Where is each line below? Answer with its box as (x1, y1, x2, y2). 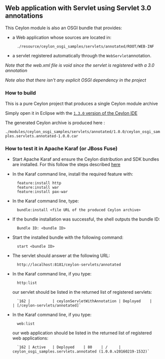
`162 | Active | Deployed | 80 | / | (17, 345, 121, 350)
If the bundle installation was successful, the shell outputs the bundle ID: (12, 216, 161, 222)
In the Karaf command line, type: (12, 198, 79, 204)
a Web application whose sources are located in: (12, 34, 112, 40)
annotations (5, 12, 43, 20)
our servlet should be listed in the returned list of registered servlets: (12, 289, 152, 295)
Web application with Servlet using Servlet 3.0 (5, 4, 152, 12)
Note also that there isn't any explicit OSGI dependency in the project (5, 77, 147, 83)
